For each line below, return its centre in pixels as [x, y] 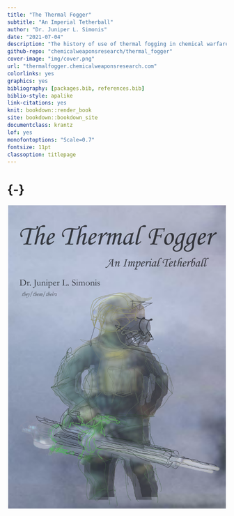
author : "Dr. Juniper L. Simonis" [57, 29]
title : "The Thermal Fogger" [49, 15]
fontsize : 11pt [29, 147]
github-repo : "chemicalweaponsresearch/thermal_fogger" [90, 52]
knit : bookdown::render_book [49, 111]
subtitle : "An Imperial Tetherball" [60, 22]
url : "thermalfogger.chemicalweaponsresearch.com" [82, 66]
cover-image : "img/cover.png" [51, 59]
